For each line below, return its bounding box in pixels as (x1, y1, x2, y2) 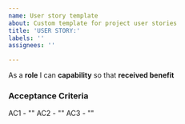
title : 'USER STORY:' (8, 26, 81, 34)
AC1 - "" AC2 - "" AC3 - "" (8, 109, 95, 118)
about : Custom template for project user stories (8, 19, 178, 27)
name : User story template (8, 11, 99, 20)
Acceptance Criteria (8, 90, 89, 102)
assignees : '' (8, 42, 56, 50)
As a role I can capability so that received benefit (8, 70, 175, 80)
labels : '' (8, 34, 45, 42)
